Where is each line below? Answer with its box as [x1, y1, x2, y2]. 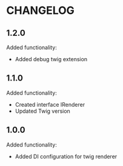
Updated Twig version [15, 107, 71, 115]
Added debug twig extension [15, 56, 88, 62]
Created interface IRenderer [15, 101, 85, 108]
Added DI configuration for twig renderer [15, 153, 118, 160]
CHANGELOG [6, 4, 75, 18]
